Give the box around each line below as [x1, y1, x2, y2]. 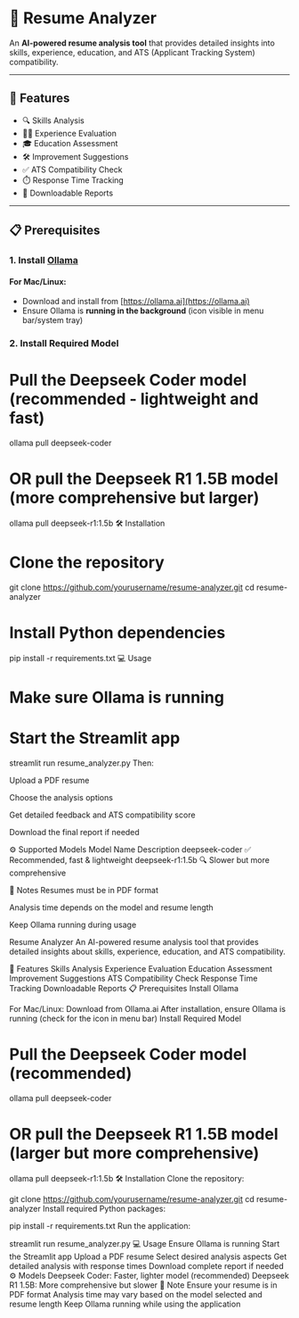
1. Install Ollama [9, 254, 78, 267]
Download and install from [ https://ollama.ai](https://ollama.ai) [21, 296, 251, 307]
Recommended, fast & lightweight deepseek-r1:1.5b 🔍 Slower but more [9, 855, 270, 866]
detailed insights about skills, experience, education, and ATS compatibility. [9, 946, 287, 957]
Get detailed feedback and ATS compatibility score [9, 809, 196, 820]
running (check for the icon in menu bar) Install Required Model [9, 1013, 242, 1024]
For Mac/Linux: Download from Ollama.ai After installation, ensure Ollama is [9, 1004, 287, 1015]
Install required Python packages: [43, 1203, 166, 1214]
